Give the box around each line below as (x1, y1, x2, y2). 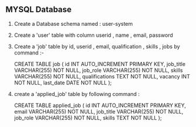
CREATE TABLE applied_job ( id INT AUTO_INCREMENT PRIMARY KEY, (14, 102, 187, 109)
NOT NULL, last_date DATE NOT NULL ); (14, 79, 112, 86)
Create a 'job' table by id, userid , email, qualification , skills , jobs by (14, 43, 180, 50)
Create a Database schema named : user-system (14, 20, 133, 27)
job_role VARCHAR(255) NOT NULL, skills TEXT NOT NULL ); (14, 114, 162, 121)
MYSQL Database (5, 5, 72, 15)
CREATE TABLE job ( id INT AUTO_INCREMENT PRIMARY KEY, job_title (14, 60, 186, 67)
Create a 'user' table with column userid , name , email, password (14, 32, 173, 39)
